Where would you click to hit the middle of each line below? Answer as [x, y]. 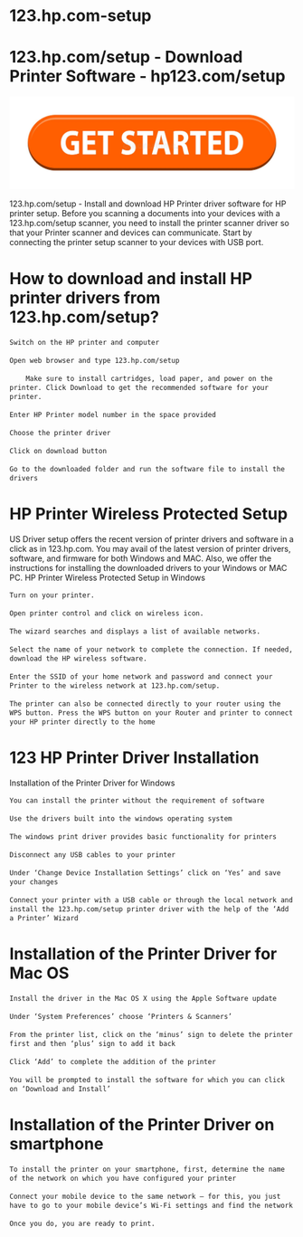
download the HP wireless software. [78, 658]
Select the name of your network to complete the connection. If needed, [151, 649]
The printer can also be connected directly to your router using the [145, 704]
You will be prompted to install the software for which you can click [147, 1080]
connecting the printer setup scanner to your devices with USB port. [137, 243]
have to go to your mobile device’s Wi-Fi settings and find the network [151, 1205]
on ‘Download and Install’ [60, 1089]
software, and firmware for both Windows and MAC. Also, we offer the [141, 558]
